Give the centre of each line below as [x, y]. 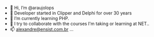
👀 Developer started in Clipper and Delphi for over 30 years [71, 13]
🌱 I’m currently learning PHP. [39, 18]
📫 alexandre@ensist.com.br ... [42, 29]
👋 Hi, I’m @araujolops [32, 8]
